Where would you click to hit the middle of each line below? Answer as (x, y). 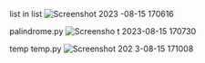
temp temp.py (36, 49)
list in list (26, 14)
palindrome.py (36, 31)
